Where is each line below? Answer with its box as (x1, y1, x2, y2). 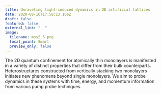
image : (5, 30, 19, 35)
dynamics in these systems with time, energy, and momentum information (5, 78, 155, 84)
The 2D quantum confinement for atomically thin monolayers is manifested (5, 57, 156, 63)
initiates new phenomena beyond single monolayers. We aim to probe (5, 73, 146, 79)
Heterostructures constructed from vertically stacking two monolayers (5, 67, 147, 74)
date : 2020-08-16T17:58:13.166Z (5, 12, 71, 17)
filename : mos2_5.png (9, 35, 54, 40)
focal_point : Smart (9, 39, 50, 44)
